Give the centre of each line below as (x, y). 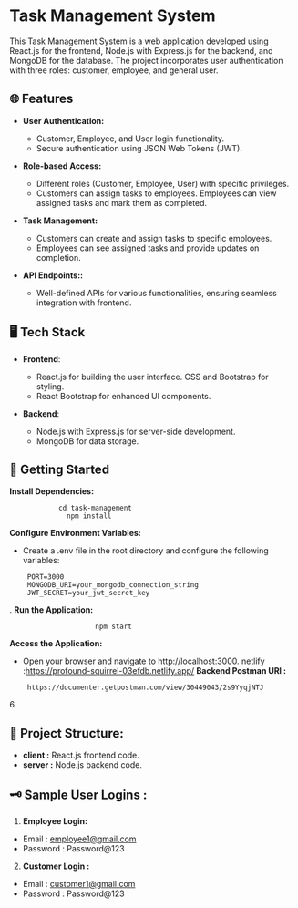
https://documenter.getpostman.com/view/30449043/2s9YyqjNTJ (145, 688)
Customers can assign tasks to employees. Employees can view (156, 193)
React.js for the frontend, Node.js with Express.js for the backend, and (141, 50)
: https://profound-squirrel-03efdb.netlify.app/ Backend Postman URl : (154, 671)
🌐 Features (41, 99)
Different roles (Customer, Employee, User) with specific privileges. (163, 183)
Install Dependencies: (51, 491)
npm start (113, 627)
